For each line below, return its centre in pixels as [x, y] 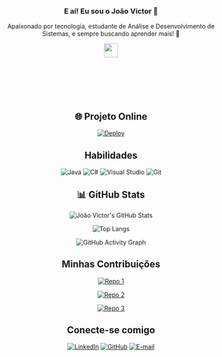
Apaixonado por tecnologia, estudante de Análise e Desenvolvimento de [111, 27]
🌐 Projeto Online [111, 116]
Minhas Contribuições [111, 264]
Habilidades [111, 155]
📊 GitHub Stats [111, 195]
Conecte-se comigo [111, 330]
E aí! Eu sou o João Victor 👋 [111, 11]
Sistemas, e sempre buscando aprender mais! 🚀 [111, 34]
